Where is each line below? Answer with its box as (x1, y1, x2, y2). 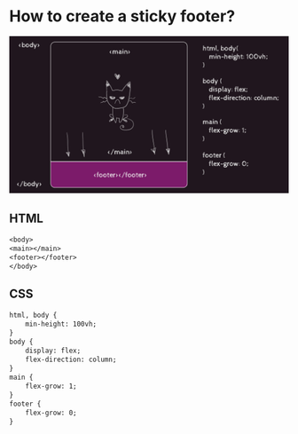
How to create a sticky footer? (9, 6, 236, 27)
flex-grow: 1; (25, 382, 77, 391)
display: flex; (25, 346, 82, 356)
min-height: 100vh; (25, 320, 98, 329)
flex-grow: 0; (25, 408, 77, 418)
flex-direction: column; (25, 355, 117, 365)
